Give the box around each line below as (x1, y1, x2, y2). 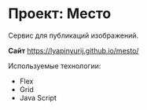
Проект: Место (8, 5, 112, 23)
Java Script (19, 93, 57, 102)
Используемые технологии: (8, 60, 101, 71)
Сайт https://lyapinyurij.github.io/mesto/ (8, 46, 139, 55)
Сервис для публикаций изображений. (8, 31, 139, 40)
